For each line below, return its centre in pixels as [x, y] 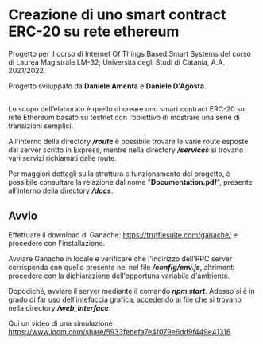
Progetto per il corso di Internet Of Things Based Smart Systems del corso [130, 53]
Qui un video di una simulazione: [62, 323]
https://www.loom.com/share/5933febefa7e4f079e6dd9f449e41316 [120, 332]
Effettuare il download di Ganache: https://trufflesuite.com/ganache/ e [123, 235]
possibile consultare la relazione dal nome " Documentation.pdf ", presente [130, 182]
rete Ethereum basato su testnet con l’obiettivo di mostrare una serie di [124, 118]
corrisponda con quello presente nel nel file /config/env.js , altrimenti [122, 268]
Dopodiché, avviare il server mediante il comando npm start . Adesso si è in [132, 291]
